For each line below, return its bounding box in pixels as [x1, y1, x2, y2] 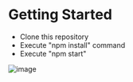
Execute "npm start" [19, 49, 87, 58]
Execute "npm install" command [19, 40, 126, 49]
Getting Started [8, 6, 113, 24]
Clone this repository [19, 32, 89, 41]
